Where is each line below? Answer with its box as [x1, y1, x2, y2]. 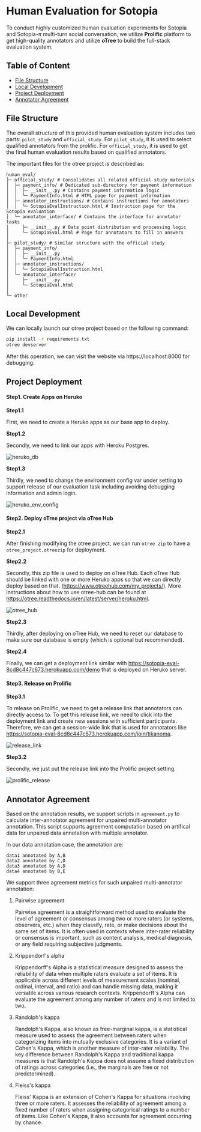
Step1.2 [6, 430, 26, 437]
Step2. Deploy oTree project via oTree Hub [6, 515, 113, 522]
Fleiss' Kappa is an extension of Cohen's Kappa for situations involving [14, 1093, 191, 1100]
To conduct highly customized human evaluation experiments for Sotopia [6, 24, 187, 31]
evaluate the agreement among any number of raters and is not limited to [14, 996, 196, 1003]
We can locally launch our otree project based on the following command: [6, 324, 189, 332]
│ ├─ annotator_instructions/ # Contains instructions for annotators [6, 198, 189, 204]
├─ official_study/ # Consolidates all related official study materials [6, 177, 195, 183]
